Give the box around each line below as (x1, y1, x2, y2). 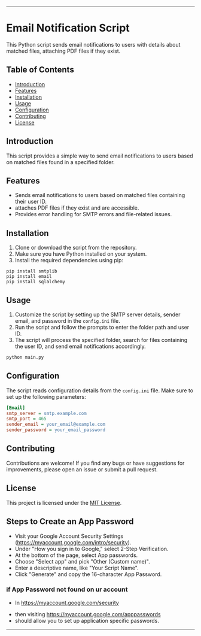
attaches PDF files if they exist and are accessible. (14, 204, 139, 211)
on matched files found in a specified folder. (6, 158, 115, 165)
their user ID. (14, 198, 47, 205)
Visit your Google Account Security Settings (14, 532, 124, 540)
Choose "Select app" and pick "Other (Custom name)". (14, 558, 151, 565)
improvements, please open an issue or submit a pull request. (6, 465, 158, 473)
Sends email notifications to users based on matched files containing (14, 192, 185, 199)
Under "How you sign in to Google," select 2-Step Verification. (14, 545, 169, 552)
